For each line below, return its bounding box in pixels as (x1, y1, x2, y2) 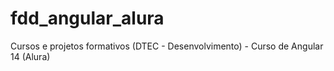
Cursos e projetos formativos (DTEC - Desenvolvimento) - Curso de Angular (10, 40, 324, 52)
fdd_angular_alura (10, 7, 165, 30)
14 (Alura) (10, 50, 51, 62)
